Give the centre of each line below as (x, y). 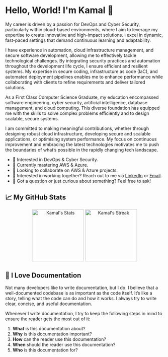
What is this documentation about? (49, 328)
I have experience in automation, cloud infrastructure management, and (79, 50)
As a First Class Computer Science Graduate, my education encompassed (82, 97)
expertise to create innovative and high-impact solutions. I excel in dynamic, (84, 35)
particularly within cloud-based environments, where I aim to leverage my (81, 29)
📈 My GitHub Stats (36, 198)
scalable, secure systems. (32, 118)
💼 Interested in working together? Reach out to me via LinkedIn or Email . (87, 175)
